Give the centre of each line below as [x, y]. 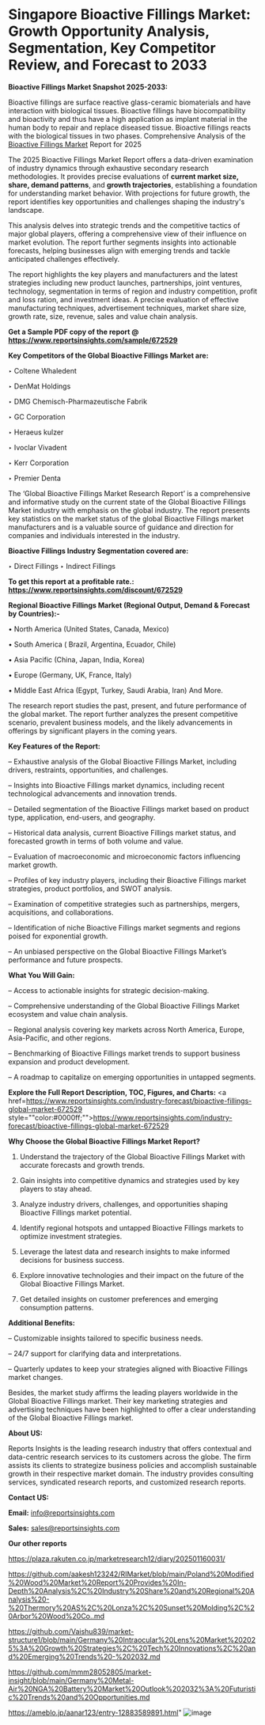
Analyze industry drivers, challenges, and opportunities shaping [123, 1204]
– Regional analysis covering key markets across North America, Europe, [127, 1029]
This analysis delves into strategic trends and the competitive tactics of [124, 225]
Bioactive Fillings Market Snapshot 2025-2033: [88, 87]
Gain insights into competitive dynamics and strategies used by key [129, 1180]
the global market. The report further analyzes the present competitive [123, 714]
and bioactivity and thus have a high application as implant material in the [128, 119]
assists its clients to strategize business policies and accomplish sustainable [132, 1465]
